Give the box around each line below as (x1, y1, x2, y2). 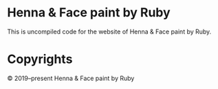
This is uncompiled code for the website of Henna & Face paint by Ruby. (7, 27, 212, 36)
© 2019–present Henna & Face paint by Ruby (7, 74, 135, 82)
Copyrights (7, 51, 73, 67)
